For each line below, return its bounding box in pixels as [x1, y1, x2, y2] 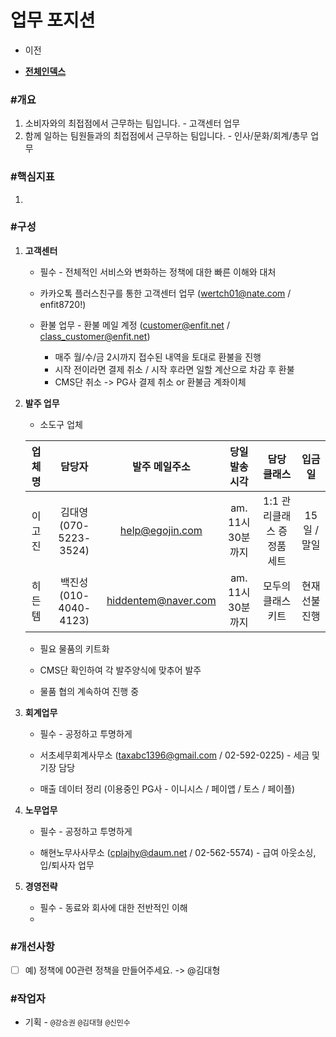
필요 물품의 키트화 [39, 642, 110, 655]
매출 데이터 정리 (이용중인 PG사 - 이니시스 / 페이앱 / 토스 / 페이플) [39, 782, 296, 795]
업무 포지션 [10, 9, 96, 32]
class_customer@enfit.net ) [39, 330, 151, 342]
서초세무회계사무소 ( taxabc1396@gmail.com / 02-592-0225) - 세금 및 [39, 749, 321, 761]
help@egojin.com [119, 523, 203, 537]
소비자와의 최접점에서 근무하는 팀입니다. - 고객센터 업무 [24, 117, 241, 130]
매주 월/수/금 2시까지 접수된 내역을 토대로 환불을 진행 [54, 351, 262, 363]
